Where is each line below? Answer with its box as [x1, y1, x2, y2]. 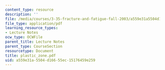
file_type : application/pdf [5, 21, 63, 26]
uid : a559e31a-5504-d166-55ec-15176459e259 [5, 58, 96, 63]
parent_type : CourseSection [5, 44, 63, 49]
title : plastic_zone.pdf [5, 53, 56, 58]
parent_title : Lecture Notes [5, 39, 65, 44]
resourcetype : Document [5, 48, 54, 53]
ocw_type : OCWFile [5, 35, 43, 40]
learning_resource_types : [5, 26, 58, 31]
